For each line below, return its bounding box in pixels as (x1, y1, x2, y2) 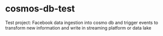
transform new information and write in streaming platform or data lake (5, 24, 151, 30)
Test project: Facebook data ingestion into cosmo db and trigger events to (5, 19, 158, 25)
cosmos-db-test (5, 3, 75, 14)
